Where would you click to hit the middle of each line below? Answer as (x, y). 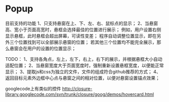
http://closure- (77, 88)
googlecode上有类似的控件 (33, 88)
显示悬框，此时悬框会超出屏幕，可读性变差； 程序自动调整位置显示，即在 (81, 36)
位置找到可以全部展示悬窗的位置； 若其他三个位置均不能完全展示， (88, 42)
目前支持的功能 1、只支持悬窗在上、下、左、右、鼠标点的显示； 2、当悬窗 (82, 23)
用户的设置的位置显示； (51, 48)
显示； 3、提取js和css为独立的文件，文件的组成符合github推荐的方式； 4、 (83, 71)
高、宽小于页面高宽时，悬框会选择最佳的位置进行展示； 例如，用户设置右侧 (83, 29)
